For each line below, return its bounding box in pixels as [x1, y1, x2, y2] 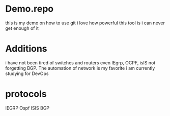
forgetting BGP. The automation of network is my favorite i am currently [5, 65, 155, 71]
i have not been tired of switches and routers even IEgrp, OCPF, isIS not [5, 59, 156, 66]
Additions [5, 43, 47, 55]
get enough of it [5, 25, 39, 31]
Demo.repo [5, 3, 54, 15]
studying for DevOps [5, 70, 49, 76]
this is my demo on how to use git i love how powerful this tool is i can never [5, 20, 165, 26]
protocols [5, 88, 47, 100]
